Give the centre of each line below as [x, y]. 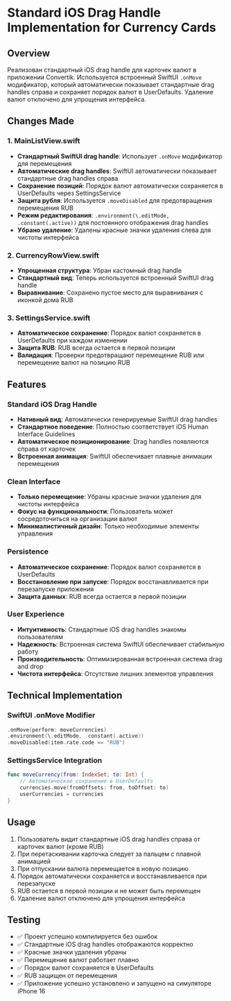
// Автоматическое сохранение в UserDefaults [87, 781]
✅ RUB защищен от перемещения [67, 976]
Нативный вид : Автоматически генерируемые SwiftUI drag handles [117, 419]
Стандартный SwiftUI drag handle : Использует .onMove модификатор [120, 156]
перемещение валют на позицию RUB [74, 363]
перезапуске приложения [55, 589]
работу [28, 652]
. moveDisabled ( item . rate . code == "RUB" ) [67, 743]
